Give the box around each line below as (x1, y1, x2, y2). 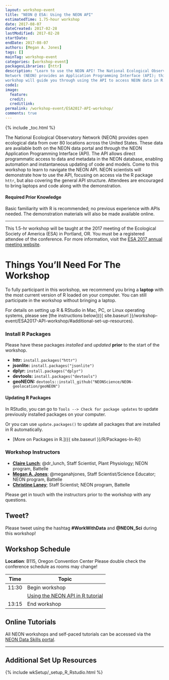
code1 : (5, 82, 19, 87)
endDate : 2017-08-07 (5, 40, 49, 45)
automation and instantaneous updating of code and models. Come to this (5, 161, 159, 167)
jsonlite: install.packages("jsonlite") (12, 362, 95, 369)
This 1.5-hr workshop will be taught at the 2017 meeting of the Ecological (5, 225, 156, 231)
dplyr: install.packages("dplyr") (12, 368, 83, 374)
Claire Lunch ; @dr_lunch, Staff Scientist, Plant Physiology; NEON (12, 460, 148, 466)
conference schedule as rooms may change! (5, 564, 98, 570)
